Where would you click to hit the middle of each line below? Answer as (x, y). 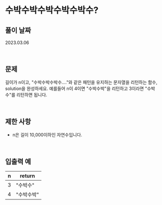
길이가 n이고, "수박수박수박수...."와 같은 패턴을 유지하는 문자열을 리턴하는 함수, (81, 82)
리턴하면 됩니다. (32, 94)
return (27, 176)
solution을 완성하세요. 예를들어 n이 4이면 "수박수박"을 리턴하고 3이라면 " (76, 88)
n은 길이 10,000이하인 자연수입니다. (47, 134)
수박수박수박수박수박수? (52, 10)
